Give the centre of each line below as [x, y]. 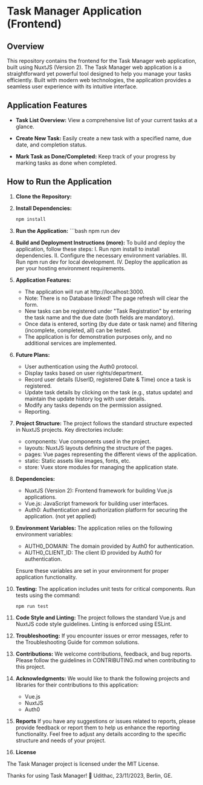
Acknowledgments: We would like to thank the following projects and [102, 679]
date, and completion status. [51, 145]
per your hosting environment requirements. [70, 268]
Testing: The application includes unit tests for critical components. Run [105, 588]
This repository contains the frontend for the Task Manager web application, [102, 61]
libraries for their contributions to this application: [77, 685]
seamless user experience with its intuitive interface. [72, 86]
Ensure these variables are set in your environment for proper [92, 570]
